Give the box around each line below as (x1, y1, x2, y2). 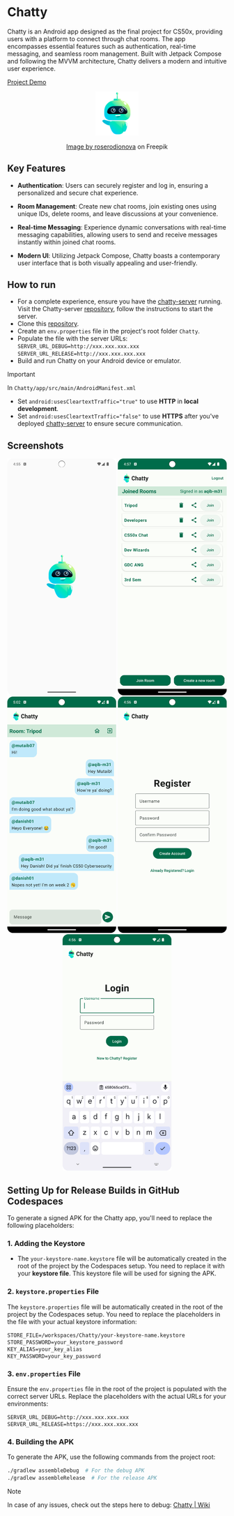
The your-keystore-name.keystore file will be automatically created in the (17, 1254, 227, 1263)
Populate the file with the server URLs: (17, 334, 128, 343)
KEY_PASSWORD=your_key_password (7, 1353, 101, 1360)
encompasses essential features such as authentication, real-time (7, 42, 196, 50)
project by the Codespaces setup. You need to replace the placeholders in (7, 1309, 221, 1319)
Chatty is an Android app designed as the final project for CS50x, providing (7, 27, 223, 36)
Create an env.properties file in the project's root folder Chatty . (17, 327, 201, 336)
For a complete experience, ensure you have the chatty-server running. (17, 297, 223, 306)
